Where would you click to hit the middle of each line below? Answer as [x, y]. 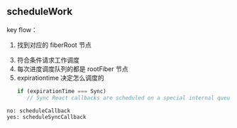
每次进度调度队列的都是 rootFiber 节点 [72, 69]
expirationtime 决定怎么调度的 [60, 78]
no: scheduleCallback [39, 111]
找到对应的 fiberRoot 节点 [54, 45]
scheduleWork [39, 12]
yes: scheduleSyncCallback [46, 117]
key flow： [22, 30]
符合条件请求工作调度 [48, 60]
